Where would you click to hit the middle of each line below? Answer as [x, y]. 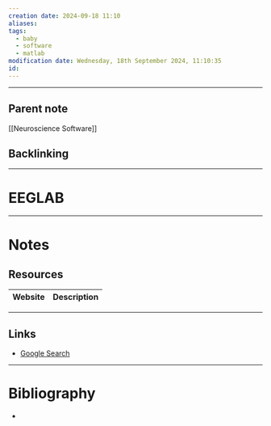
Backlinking [39, 153]
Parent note [38, 109]
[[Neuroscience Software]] [53, 128]
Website [29, 297]
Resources [36, 274]
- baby [27, 38]
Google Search [45, 353]
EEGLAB [36, 198]
